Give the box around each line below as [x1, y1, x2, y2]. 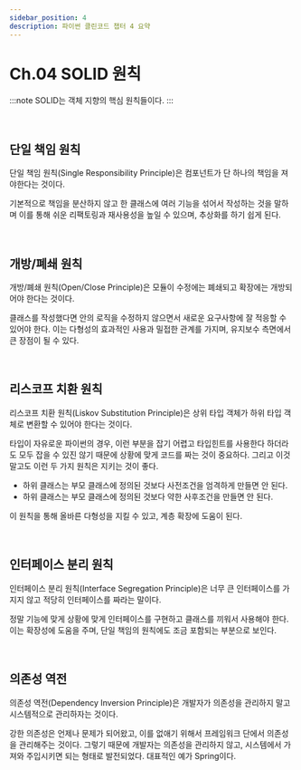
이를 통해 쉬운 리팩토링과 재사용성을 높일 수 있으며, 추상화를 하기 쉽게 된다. [18, 209, 282, 220]
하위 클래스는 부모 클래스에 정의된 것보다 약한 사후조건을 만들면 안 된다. [22, 491, 274, 502]
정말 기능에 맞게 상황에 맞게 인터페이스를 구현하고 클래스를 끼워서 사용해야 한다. [9, 613, 289, 624]
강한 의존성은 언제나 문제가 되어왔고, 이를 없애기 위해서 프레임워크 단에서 [9, 727, 265, 738]
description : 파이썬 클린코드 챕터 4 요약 [9, 22, 151, 31]
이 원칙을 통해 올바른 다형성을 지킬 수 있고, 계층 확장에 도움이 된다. [9, 510, 243, 521]
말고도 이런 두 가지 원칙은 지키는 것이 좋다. [9, 460, 159, 471]
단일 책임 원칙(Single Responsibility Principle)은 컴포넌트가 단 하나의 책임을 [9, 168, 279, 178]
